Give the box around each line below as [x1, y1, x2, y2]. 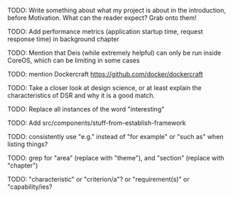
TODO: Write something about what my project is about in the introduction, [7, 6, 226, 14]
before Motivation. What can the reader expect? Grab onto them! [7, 13, 197, 22]
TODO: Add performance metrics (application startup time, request [7, 28, 204, 35]
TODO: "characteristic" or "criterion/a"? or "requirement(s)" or [7, 175, 190, 183]
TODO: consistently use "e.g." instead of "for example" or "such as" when [7, 133, 224, 141]
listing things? [7, 140, 48, 148]
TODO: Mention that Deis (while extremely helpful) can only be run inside [7, 49, 222, 57]
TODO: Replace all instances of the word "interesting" [7, 105, 165, 113]
